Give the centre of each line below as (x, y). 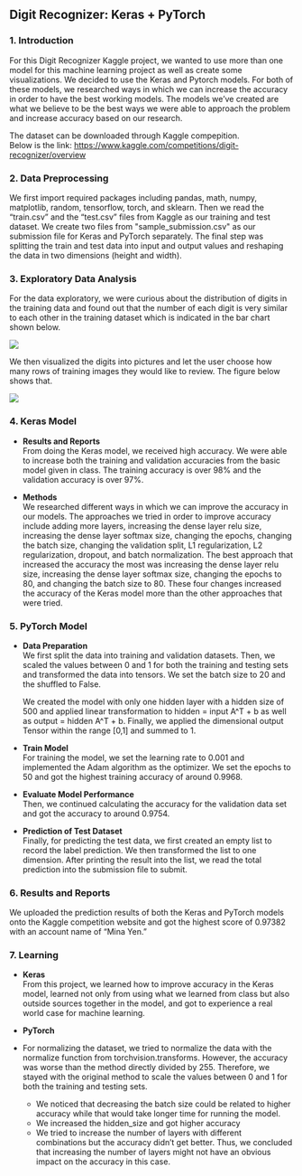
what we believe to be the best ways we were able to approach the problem (150, 108)
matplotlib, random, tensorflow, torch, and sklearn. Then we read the (137, 207)
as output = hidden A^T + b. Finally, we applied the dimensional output (153, 720)
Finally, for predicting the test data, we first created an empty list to (147, 841)
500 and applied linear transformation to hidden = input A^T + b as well (154, 711)
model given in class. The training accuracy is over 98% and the (142, 470)
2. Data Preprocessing (59, 178)
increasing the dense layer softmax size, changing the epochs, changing (157, 535)
